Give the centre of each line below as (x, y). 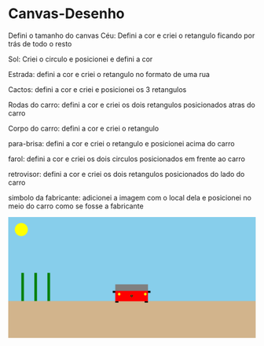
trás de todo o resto (40, 43)
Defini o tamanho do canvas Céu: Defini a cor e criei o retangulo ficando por (132, 35)
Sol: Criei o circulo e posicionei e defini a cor (81, 59)
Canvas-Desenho (66, 14)
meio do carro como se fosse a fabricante (76, 206)
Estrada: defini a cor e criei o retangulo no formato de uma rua (109, 74)
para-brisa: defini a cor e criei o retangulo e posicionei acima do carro (121, 143)
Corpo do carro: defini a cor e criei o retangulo (84, 128)
